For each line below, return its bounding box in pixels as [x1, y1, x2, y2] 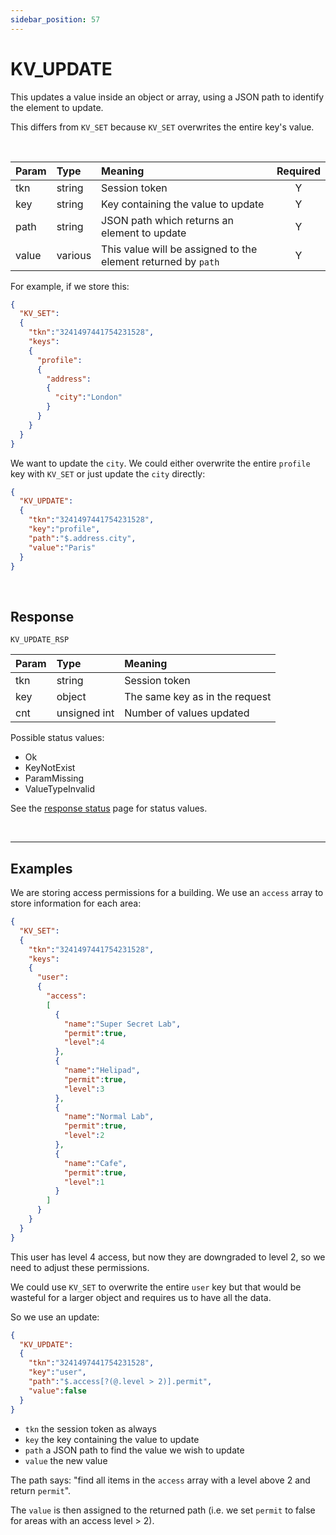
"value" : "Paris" [28, 542, 97, 553]
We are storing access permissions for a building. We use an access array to [10, 887, 324, 899]
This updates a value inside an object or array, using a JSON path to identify [10, 91, 325, 103]
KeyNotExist [24, 762, 76, 774]
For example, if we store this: [10, 280, 130, 292]
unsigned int [56, 706, 115, 720]
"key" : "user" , [28, 1367, 87, 1378]
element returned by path [101, 254, 220, 268]
